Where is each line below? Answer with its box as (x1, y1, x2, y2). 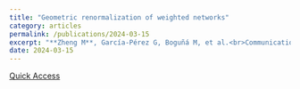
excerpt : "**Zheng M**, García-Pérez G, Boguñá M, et (9, 37, 214, 47)
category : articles (9, 21, 82, 30)
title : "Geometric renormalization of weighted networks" (9, 12, 229, 22)
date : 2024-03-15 (9, 46, 74, 55)
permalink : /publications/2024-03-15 (9, 29, 150, 38)
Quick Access (9, 70, 61, 81)
